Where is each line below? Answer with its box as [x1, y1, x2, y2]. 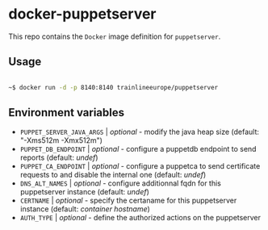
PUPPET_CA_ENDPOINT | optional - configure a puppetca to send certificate [19, 161, 261, 171]
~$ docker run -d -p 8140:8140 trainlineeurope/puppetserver [8, 83, 219, 91]
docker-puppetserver [8, 5, 157, 23]
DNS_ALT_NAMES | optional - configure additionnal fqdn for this [19, 178, 222, 188]
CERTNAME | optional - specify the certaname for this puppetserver [19, 195, 237, 206]
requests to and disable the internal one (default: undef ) [19, 170, 207, 180]
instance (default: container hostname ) [19, 204, 151, 214]
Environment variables [8, 106, 125, 119]
